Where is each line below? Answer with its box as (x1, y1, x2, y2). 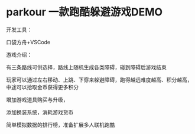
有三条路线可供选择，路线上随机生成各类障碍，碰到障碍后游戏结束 (6, 63, 167, 71)
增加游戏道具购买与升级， (6, 96, 69, 103)
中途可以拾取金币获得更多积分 (6, 83, 79, 90)
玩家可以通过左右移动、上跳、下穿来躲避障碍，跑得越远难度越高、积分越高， (6, 76, 193, 83)
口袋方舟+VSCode (6, 38, 51, 45)
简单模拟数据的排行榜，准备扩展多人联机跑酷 (6, 121, 115, 128)
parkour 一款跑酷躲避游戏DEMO (6, 5, 163, 19)
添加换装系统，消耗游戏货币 (6, 109, 74, 116)
